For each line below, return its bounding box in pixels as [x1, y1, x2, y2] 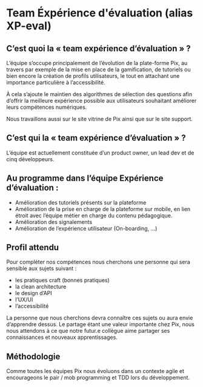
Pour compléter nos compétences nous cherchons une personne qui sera [6, 259, 191, 266]
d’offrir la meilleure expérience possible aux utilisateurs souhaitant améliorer [6, 97, 197, 104]
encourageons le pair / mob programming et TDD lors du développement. [6, 374, 190, 382]
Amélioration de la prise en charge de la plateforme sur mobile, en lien [15, 205, 191, 212]
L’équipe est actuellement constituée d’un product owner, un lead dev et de [6, 149, 195, 156]
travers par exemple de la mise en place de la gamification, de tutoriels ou [6, 66, 191, 73]
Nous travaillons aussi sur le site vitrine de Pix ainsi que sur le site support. [6, 116, 193, 122]
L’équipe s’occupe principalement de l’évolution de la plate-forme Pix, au [6, 60, 188, 66]
